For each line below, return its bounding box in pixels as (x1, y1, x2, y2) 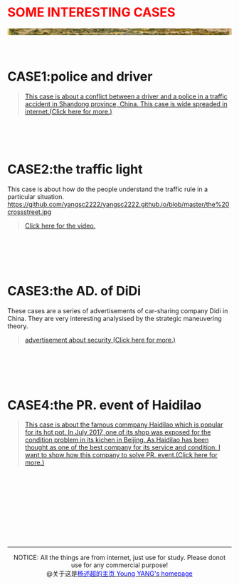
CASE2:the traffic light (7, 161, 143, 177)
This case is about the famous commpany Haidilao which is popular (24, 420, 223, 429)
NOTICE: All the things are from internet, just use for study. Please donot (13, 554, 226, 562)
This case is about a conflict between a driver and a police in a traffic (24, 92, 228, 101)
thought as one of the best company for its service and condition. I (24, 443, 221, 452)
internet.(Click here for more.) (24, 107, 112, 116)
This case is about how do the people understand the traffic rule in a (7, 185, 208, 193)
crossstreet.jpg (7, 208, 52, 216)
